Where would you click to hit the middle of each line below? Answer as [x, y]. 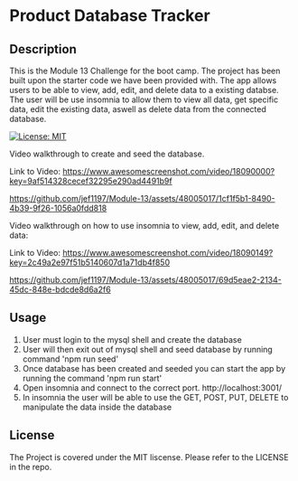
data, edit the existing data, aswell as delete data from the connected [138, 109]
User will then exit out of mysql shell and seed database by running [147, 349]
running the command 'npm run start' [92, 378]
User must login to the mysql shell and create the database [132, 339]
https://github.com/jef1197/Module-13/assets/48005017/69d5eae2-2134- [145, 280]
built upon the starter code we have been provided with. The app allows [143, 80]
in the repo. [31, 467]
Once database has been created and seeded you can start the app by [154, 368]
